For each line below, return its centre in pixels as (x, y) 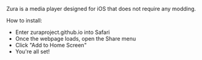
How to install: (24, 20)
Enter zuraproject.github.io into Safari (62, 32)
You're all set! (32, 52)
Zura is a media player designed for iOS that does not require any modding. (101, 9)
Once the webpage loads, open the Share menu (76, 38)
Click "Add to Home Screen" (51, 45)
